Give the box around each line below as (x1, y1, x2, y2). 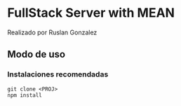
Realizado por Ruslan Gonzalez (7, 28, 98, 37)
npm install (7, 91, 42, 99)
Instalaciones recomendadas (7, 69, 109, 79)
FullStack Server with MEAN (7, 5, 175, 21)
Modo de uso (7, 48, 65, 60)
